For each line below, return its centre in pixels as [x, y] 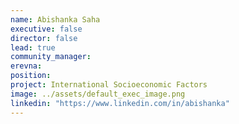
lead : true [33, 47]
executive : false [46, 29]
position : [31, 76]
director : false [44, 38]
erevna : [26, 66]
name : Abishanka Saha [55, 19]
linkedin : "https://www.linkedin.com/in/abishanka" [120, 103]
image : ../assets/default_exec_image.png [98, 94]
